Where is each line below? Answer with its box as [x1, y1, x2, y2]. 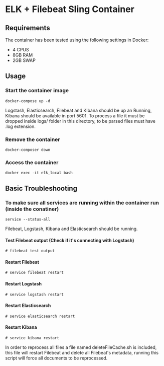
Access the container [5, 159, 59, 166]
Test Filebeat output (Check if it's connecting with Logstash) [5, 237, 134, 243]
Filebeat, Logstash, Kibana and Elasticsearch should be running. [5, 226, 138, 232]
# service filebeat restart [5, 270, 64, 275]
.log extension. [5, 123, 36, 129]
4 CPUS [12, 47, 29, 52]
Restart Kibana [5, 324, 37, 330]
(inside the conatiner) [5, 205, 59, 212]
